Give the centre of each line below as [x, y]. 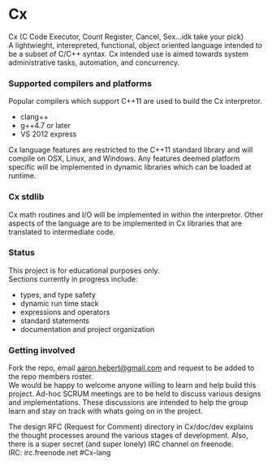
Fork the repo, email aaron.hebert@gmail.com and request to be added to [132, 368]
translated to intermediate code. [62, 231]
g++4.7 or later [45, 126]
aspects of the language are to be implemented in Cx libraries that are [125, 223]
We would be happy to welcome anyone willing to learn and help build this [132, 385]
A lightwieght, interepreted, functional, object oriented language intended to [135, 45]
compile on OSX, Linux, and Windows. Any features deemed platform [124, 158]
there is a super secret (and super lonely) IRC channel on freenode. [121, 444]
